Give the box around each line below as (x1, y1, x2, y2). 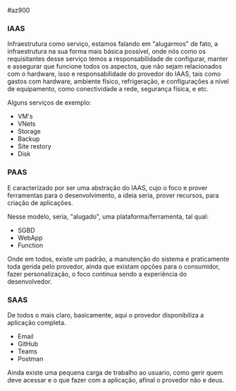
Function (17, 240, 44, 250)
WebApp (17, 233, 43, 242)
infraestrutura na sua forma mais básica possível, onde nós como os (7, 47, 206, 56)
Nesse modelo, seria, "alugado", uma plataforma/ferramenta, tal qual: (7, 212, 209, 221)
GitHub (17, 339, 39, 348)
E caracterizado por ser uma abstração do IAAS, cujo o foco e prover (7, 183, 208, 192)
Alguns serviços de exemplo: (7, 98, 92, 107)
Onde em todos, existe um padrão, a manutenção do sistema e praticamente (7, 255, 230, 263)
